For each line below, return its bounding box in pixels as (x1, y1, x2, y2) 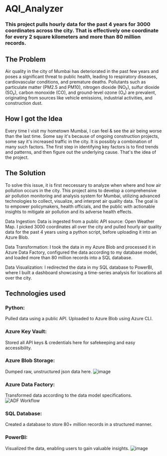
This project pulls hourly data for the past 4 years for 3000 (5, 21, 151, 28)
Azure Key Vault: (5, 328, 47, 335)
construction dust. (5, 100, 43, 106)
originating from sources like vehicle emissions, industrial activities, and (5, 94, 153, 100)
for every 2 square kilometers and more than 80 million (5, 33, 141, 40)
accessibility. (5, 345, 32, 351)
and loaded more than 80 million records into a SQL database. (5, 254, 133, 260)
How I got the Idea (5, 114, 63, 123)
